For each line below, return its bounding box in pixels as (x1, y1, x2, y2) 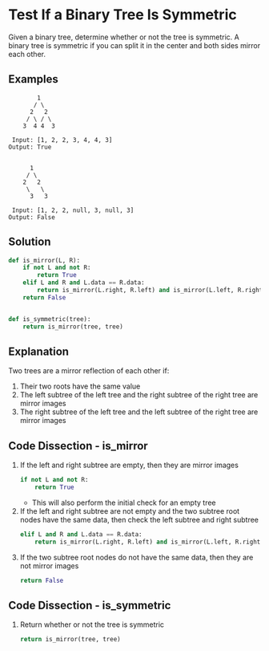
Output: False (8, 213, 56, 222)
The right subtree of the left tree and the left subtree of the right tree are (19, 407, 259, 417)
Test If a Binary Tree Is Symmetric (8, 6, 238, 24)
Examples (8, 72, 58, 86)
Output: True (8, 143, 52, 151)
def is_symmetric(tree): (8, 315, 91, 323)
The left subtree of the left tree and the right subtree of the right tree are (19, 390, 259, 400)
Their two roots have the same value (19, 381, 141, 391)
